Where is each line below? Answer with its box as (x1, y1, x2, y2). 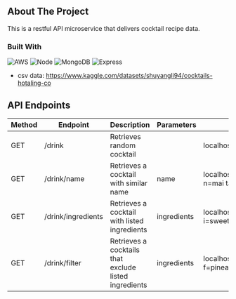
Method (11, 119, 38, 129)
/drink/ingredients (44, 211, 104, 221)
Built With (7, 41, 42, 51)
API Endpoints (7, 99, 71, 111)
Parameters (157, 119, 197, 129)
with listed (110, 215, 144, 225)
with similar (110, 178, 148, 188)
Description (110, 119, 150, 129)
